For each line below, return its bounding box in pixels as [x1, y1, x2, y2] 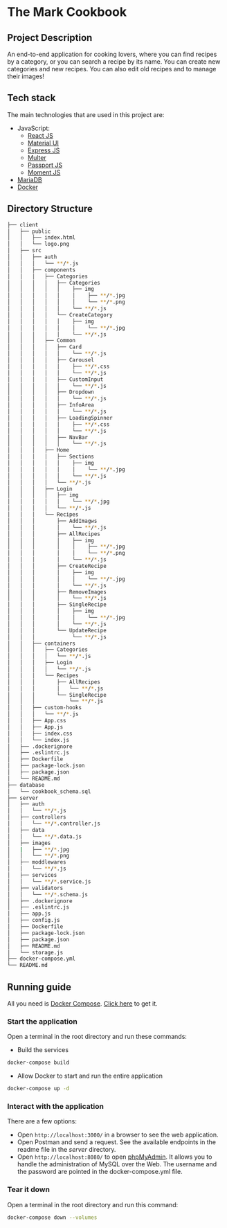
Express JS [27, 146, 60, 154]
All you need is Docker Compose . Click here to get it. [7, 999, 158, 1008]
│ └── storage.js [7, 949, 64, 956]
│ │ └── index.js [7, 736, 70, 743]
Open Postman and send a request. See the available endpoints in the [17, 1138, 217, 1146]
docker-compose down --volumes [7, 1213, 98, 1221]
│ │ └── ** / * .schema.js [7, 891, 89, 898]
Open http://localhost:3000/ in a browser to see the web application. [17, 1130, 219, 1139]
